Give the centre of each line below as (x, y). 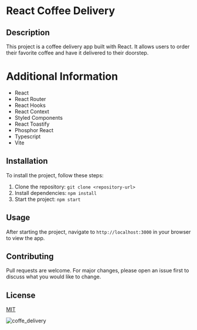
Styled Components (39, 117)
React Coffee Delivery (61, 11)
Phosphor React (34, 130)
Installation (27, 161)
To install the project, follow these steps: (55, 175)
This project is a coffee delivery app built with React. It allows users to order (98, 46)
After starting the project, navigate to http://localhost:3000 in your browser (98, 232)
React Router (30, 99)
